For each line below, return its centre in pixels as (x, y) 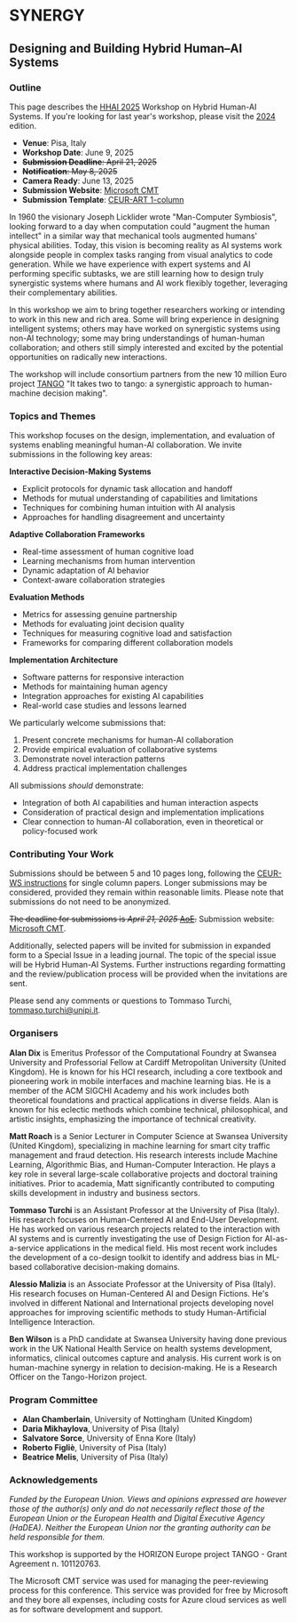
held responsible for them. (57, 1537)
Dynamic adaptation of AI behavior (85, 571)
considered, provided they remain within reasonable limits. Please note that (146, 892)
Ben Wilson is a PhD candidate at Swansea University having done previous (148, 1338)
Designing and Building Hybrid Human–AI (126, 48)
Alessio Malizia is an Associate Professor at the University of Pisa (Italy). (143, 1284)
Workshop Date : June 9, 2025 (78, 152)
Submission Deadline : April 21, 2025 (90, 162)
